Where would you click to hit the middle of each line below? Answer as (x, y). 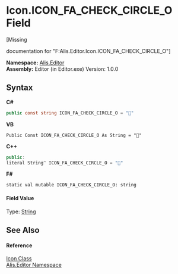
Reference (19, 245)
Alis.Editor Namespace (34, 265)
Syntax (20, 88)
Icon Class (19, 259)
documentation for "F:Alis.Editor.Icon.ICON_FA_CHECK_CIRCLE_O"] (88, 51)
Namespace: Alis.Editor (35, 63)
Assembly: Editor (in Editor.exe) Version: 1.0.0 (62, 68)
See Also (23, 230)
